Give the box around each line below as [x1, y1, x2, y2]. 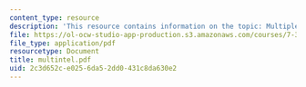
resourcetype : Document [9, 47, 100, 56]
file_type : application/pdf [9, 38, 117, 48]
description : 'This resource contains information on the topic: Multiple [9, 22, 300, 31]
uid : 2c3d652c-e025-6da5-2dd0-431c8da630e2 [9, 64, 178, 73]
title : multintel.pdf [9, 55, 92, 64]
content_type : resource [9, 13, 100, 23]
